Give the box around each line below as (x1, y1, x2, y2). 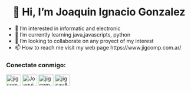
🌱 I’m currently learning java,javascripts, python (14, 31, 131, 38)
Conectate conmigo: (6, 61, 66, 69)
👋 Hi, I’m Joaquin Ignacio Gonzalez (12, 5, 186, 19)
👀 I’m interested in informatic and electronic (14, 25, 121, 32)
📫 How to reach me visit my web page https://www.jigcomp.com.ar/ (14, 44, 182, 51)
